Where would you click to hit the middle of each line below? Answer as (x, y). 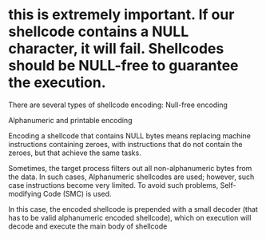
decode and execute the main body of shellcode (88, 226)
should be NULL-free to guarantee (123, 66)
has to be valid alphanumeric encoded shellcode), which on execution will (130, 217)
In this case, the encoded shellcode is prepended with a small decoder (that (133, 209)
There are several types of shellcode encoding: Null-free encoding (118, 105)
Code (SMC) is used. (77, 193)
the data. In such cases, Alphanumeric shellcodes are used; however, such (131, 177)
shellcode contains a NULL (99, 32)
